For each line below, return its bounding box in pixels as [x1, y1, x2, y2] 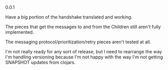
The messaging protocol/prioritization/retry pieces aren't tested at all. [5, 39, 151, 45]
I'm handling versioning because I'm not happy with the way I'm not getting [5, 54, 163, 60]
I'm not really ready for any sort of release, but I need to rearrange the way [5, 49, 162, 54]
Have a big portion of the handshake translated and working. [5, 14, 132, 20]
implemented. [5, 29, 34, 35]
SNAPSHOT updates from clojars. [5, 59, 76, 65]
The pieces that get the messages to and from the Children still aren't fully [5, 24, 161, 30]
